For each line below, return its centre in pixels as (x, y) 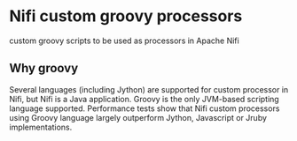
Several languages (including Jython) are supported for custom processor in (149, 89)
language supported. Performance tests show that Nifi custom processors (145, 108)
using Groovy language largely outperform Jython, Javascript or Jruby (138, 117)
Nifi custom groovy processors (126, 16)
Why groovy (44, 68)
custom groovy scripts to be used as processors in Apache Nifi (124, 41)
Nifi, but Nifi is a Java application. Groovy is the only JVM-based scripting (144, 99)
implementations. (41, 127)
